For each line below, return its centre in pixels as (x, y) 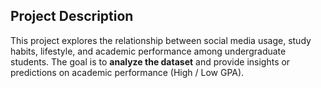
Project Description (72, 16)
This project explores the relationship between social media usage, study (161, 40)
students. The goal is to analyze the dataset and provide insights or (150, 61)
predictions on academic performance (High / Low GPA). (127, 72)
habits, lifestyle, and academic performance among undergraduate (148, 51)
